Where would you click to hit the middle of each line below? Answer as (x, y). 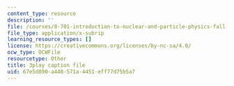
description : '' (31, 20)
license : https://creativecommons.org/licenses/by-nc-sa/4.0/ (99, 46)
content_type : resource (42, 14)
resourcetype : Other (37, 59)
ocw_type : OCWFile (34, 53)
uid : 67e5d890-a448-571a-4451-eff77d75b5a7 (71, 71)
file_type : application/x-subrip (56, 33)
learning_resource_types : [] (49, 40)
